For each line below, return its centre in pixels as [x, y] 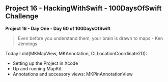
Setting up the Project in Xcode [45, 63]
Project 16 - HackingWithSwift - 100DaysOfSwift [83, 8]
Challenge [22, 16]
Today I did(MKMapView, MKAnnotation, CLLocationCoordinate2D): [76, 53]
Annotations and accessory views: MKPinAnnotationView [73, 74]
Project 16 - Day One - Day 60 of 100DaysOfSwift [58, 28]
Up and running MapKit [37, 68]
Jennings [27, 44]
